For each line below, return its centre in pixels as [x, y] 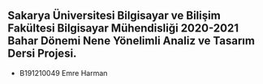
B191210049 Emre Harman [63, 73]
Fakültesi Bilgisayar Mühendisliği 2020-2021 [123, 29]
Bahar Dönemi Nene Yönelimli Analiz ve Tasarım [131, 41]
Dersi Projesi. [42, 54]
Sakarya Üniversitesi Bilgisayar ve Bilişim [114, 16]
